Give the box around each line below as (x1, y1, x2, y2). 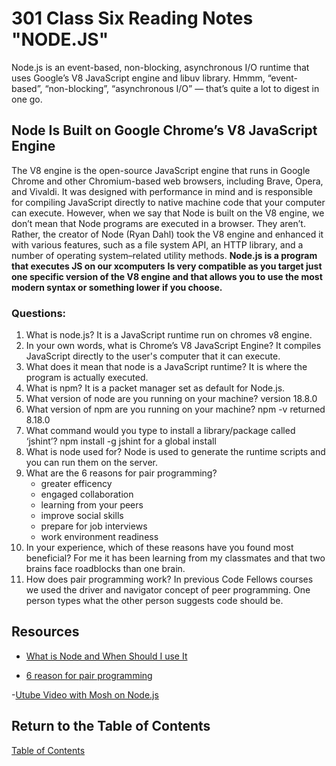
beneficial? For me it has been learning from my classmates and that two (25, 552, 326, 564)
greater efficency (40, 478, 113, 490)
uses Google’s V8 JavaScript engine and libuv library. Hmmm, (11, 72, 266, 84)
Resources (11, 623, 80, 641)
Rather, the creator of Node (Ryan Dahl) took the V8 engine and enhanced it (11, 228, 324, 240)
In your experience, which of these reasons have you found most (25, 542, 294, 554)
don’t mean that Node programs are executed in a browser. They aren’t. (11, 217, 306, 229)
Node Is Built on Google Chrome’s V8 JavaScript (11, 122, 318, 139)
